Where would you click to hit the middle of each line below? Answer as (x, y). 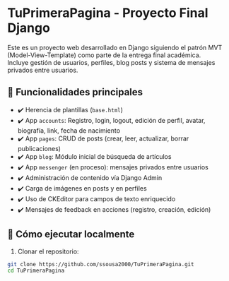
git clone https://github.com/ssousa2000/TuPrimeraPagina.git (101, 264)
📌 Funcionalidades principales (75, 92)
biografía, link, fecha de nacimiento (69, 130)
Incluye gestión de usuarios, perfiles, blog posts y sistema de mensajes (111, 62)
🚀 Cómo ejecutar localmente (71, 234)
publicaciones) (39, 148)
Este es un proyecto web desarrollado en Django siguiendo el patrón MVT (115, 47)
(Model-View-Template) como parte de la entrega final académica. (104, 55)
